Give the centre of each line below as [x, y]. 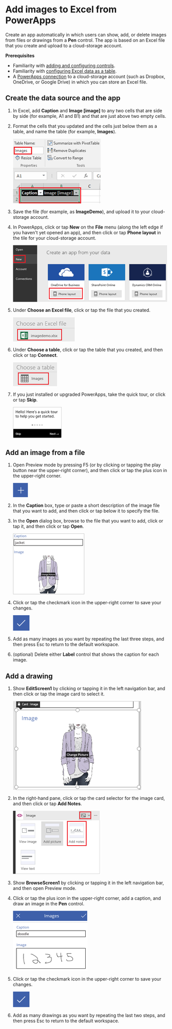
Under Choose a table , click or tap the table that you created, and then [88, 350]
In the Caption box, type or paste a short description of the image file [86, 505]
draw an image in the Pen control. [49, 904]
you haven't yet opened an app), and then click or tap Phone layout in [87, 232]
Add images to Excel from [61, 10]
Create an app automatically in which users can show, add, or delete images [86, 34]
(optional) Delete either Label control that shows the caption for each [86, 654]
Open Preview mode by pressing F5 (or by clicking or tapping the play [87, 465]
